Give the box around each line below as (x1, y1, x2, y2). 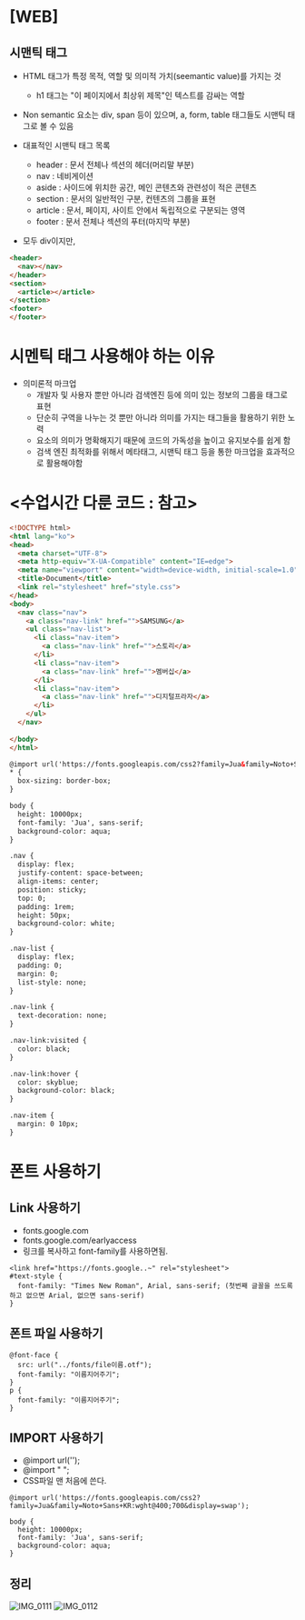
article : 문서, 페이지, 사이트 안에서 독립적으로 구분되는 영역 (35, 205, 246, 215)
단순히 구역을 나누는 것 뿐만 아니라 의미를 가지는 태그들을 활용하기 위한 (35, 412, 286, 423)
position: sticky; (17, 885, 88, 895)
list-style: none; (17, 977, 88, 987)
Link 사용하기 (9, 1200, 82, 1215)
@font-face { (9, 1350, 59, 1360)
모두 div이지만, (22, 235, 75, 246)
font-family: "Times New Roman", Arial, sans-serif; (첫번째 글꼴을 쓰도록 (17, 1281, 293, 1290)
